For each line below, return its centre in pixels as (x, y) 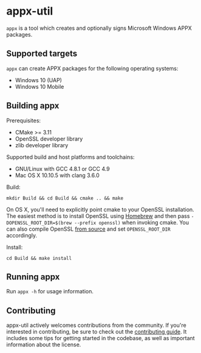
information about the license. (44, 344)
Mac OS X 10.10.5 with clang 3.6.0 (57, 175)
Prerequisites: (24, 121)
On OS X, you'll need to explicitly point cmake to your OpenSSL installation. (100, 209)
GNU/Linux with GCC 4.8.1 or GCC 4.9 (63, 169)
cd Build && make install (39, 258)
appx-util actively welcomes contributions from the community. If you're (96, 325)
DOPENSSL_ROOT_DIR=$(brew (39, 223)
